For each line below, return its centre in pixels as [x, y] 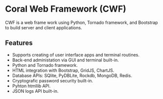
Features [19, 43]
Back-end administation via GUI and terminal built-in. [65, 60]
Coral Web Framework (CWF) [66, 9]
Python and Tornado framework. [45, 65]
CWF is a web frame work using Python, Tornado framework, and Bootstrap [81, 22]
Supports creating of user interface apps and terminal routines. [76, 55]
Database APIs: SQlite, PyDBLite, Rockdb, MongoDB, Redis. [72, 75]
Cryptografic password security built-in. [53, 80]
